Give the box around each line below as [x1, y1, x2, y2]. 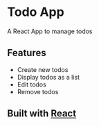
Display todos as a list [17, 73, 80, 81]
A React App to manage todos [7, 27, 93, 35]
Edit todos [17, 80, 46, 89]
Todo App [7, 4, 64, 20]
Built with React [7, 108, 77, 120]
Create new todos [17, 65, 69, 73]
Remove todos [17, 87, 59, 96]
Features [7, 47, 46, 59]
